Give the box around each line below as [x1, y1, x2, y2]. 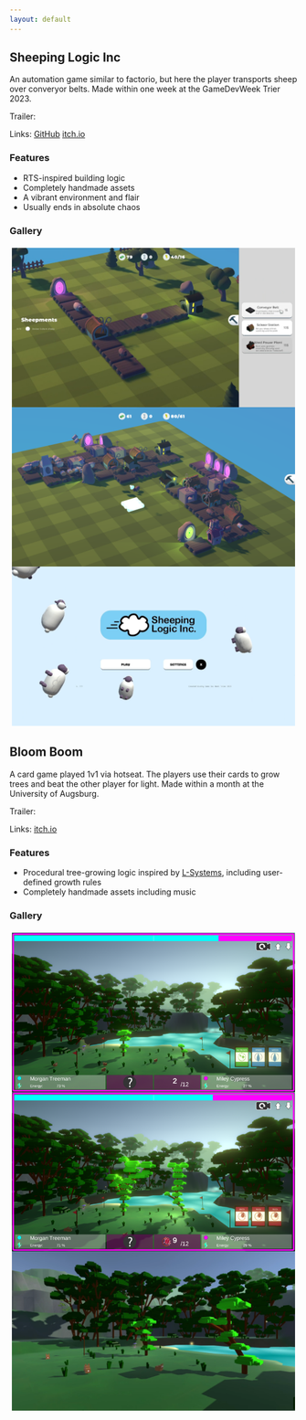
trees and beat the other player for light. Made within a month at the [9, 778, 265, 789]
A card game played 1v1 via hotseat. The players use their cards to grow [9, 768, 280, 779]
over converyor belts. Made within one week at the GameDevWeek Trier [9, 83, 280, 95]
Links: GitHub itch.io [9, 129, 86, 140]
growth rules [54, 877, 102, 888]
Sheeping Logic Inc [9, 50, 121, 66]
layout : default [9, 15, 71, 24]
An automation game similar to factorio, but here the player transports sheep [9, 74, 298, 85]
